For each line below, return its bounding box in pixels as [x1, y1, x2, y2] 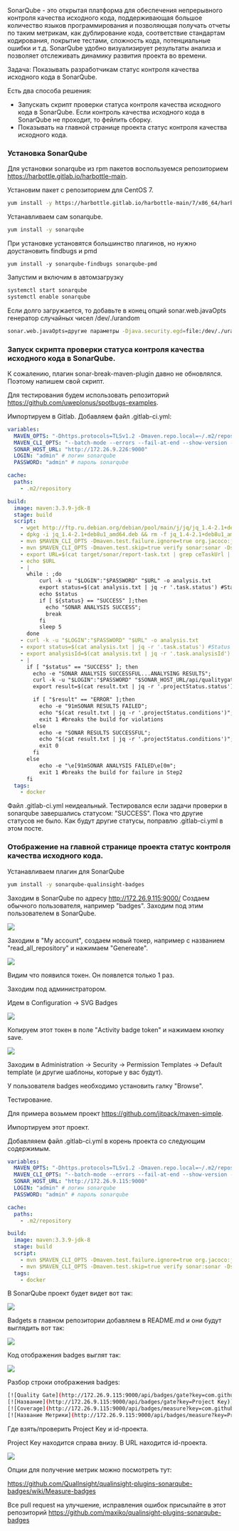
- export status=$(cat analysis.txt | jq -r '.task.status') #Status [20, 643, 231, 651]
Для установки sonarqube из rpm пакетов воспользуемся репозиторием [7, 164, 229, 173]
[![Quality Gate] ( [7, 1391, 62, 1399]
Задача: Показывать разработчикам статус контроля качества [7, 65, 199, 73]
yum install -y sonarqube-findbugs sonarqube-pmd [7, 261, 158, 268]
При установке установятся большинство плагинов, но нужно [7, 239, 197, 248]
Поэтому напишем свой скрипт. [7, 377, 105, 385]
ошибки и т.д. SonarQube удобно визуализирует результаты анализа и [7, 44, 221, 52]
